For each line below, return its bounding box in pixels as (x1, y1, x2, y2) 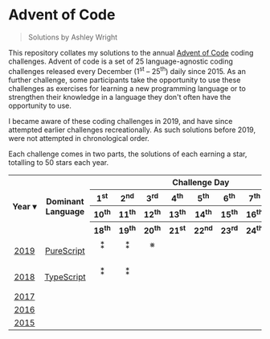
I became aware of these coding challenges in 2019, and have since (8, 116, 233, 126)
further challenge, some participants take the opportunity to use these (8, 75, 241, 85)
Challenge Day (172, 176, 230, 188)
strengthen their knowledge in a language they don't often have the (8, 92, 231, 101)
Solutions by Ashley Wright (27, 32, 118, 42)
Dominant (46, 196, 84, 207)
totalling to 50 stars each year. (8, 157, 109, 167)
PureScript (45, 245, 86, 256)
